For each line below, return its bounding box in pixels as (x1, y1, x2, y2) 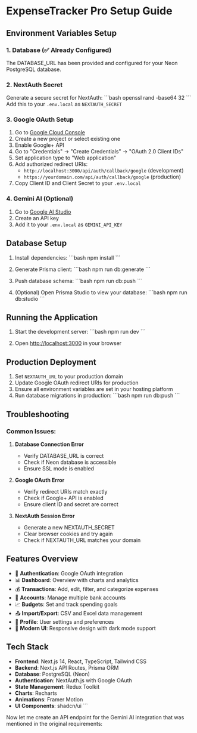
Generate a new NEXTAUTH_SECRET (23, 523, 115, 531)
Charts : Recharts (14, 689, 58, 697)
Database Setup (6, 238, 67, 248)
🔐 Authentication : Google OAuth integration (14, 569, 123, 577)
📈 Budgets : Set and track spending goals (14, 600, 118, 608)
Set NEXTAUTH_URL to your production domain (14, 373, 123, 380)
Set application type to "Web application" (14, 154, 117, 162)
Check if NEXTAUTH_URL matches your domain (23, 536, 141, 544)
